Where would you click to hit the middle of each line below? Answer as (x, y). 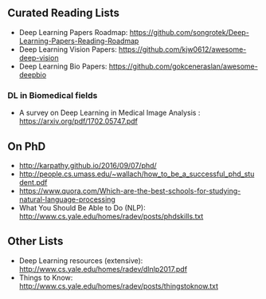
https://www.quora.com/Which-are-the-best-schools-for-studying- (130, 191)
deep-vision (39, 57)
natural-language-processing (67, 199)
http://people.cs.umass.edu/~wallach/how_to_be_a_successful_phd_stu (137, 174)
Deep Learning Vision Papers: (68, 49)
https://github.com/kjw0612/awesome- (182, 49)
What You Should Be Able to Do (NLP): (82, 207)
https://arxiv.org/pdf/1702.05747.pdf (78, 121)
